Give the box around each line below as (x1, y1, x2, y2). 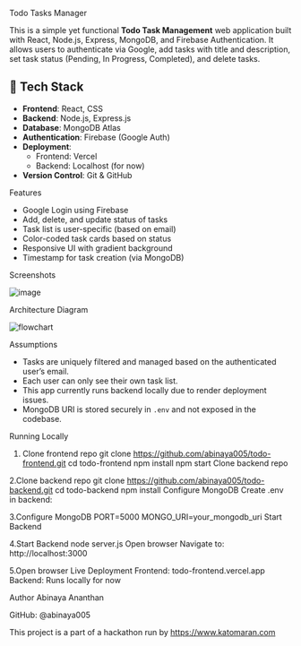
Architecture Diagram (9, 304, 89, 314)
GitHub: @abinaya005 (9, 609, 91, 620)
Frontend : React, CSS (21, 103, 103, 114)
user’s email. (21, 366, 70, 376)
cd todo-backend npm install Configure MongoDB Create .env (55, 484, 284, 495)
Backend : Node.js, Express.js (21, 112, 132, 124)
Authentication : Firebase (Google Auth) (21, 132, 170, 142)
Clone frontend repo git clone (21, 448, 132, 459)
